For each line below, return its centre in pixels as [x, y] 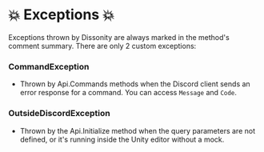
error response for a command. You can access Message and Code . [128, 93]
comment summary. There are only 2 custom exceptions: [102, 46]
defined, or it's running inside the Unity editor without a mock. [122, 139]
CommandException [49, 66]
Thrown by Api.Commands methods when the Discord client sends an [135, 84]
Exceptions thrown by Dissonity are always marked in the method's [119, 37]
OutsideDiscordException [59, 114]
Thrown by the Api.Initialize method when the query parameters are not [138, 130]
